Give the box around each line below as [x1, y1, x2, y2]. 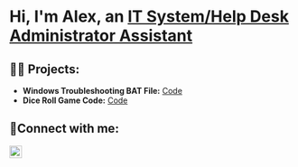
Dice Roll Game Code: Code [22, 95, 128, 106]
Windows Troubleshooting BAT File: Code [22, 86, 183, 96]
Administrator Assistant [9, 25, 193, 46]
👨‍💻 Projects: [9, 61, 79, 77]
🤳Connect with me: [9, 121, 119, 136]
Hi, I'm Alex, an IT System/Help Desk [9, 6, 289, 27]
